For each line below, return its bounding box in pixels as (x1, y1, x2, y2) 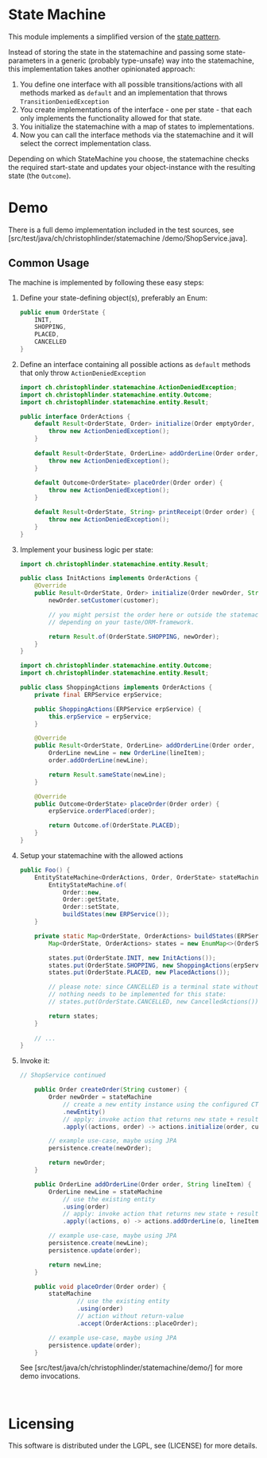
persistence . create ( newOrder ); (48, 1144, 153, 1153)
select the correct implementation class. (19, 138, 152, 148)
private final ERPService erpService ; (34, 690, 163, 698)
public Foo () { (19, 866, 71, 874)
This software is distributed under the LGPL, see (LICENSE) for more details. (8, 1441, 258, 1451)
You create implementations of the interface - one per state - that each (19, 105, 253, 114)
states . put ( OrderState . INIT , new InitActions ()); (48, 953, 216, 962)
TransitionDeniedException (19, 98, 110, 106)
